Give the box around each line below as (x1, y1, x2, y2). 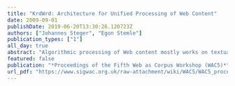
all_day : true (7, 42, 49, 49)
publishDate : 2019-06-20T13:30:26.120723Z (7, 23, 133, 30)
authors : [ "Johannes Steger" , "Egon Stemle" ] (7, 29, 142, 37)
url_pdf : (7, 68, 33, 75)
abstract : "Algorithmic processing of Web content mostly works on (7, 49, 208, 56)
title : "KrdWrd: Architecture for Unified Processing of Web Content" (7, 10, 218, 17)
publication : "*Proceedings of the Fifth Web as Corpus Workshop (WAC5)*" (7, 62, 230, 69)
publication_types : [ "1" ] (7, 36, 83, 43)
